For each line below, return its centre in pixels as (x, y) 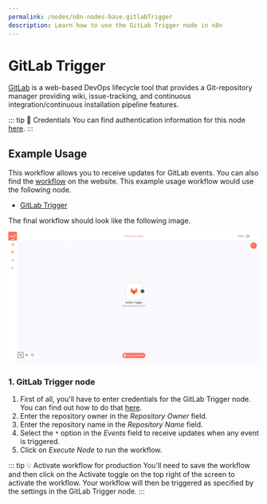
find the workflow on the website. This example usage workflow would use (131, 181)
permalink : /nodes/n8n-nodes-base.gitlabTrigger (90, 17)
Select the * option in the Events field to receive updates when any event (139, 433)
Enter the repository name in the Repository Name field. (111, 425)
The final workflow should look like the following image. (100, 221)
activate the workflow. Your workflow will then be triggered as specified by (131, 483)
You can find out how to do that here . (81, 408)
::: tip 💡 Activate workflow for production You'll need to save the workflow (130, 466)
